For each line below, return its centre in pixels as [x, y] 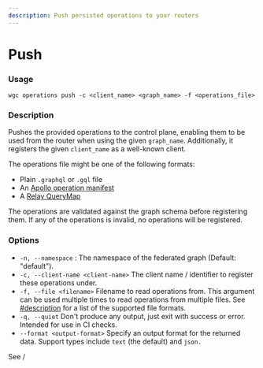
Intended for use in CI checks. [69, 325]
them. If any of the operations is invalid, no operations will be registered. [125, 220]
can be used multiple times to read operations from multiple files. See [132, 299]
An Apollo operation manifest [67, 188]
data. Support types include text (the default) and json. [111, 341]
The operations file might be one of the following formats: [102, 164]
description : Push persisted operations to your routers [104, 15]
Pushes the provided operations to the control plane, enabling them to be [127, 132]
